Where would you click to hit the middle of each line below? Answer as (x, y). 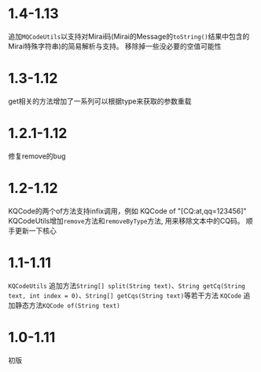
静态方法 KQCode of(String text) (67, 305)
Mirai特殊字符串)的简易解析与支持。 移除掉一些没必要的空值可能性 (115, 46)
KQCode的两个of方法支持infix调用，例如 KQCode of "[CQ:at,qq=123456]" (127, 211)
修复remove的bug (37, 156)
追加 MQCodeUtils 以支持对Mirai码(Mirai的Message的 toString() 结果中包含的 (129, 36)
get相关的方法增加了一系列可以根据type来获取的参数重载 (100, 101)
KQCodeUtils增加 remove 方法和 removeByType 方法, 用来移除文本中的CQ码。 (126, 221)
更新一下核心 (35, 230)
